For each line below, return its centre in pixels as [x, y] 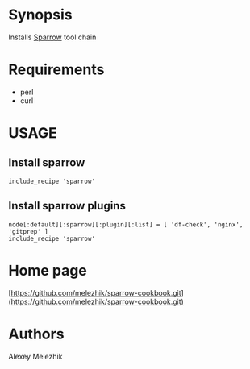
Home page [48, 270]
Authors [36, 334]
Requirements [56, 70]
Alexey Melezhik [35, 356]
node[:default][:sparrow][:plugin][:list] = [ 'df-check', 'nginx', [126, 224]
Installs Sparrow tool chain [52, 37]
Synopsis [40, 15]
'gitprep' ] [28, 231]
